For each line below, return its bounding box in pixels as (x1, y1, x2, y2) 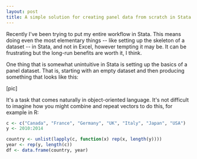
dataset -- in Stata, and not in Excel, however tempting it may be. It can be (6, 43, 187, 50)
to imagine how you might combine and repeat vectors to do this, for (6, 102, 173, 109)
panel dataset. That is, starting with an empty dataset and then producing (6, 67, 185, 74)
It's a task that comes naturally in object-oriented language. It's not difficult (6, 96, 189, 103)
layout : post (6, 8, 38, 15)
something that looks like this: (6, 73, 78, 80)
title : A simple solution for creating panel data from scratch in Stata (6, 14, 192, 20)
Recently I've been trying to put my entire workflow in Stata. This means (6, 30, 182, 37)
